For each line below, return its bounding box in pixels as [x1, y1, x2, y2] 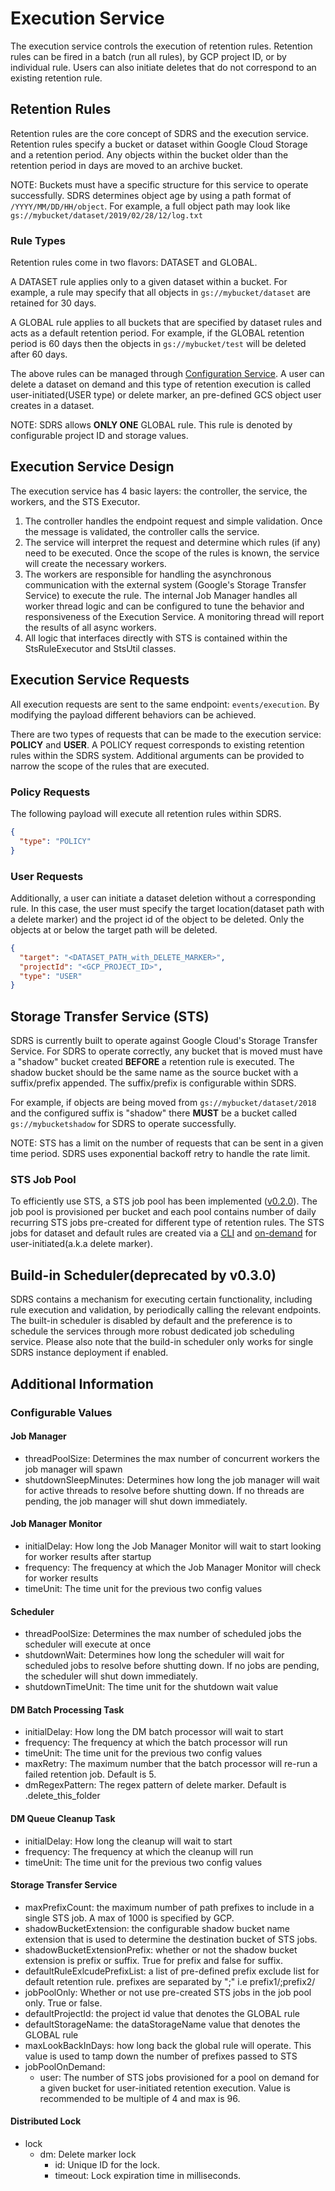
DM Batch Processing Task [10, 1703, 125, 1716]
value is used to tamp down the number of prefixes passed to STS [24, 2050, 298, 2062]
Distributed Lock [10, 2115, 82, 2127]
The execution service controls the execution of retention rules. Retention [10, 40, 313, 52]
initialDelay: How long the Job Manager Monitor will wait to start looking [24, 1540, 322, 1552]
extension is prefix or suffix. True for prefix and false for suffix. [24, 1954, 284, 1966]
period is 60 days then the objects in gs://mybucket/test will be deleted [10, 338, 307, 350]
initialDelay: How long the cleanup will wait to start [24, 1835, 233, 1847]
